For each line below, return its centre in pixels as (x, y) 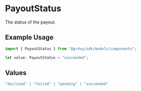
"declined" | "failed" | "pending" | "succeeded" (57, 84)
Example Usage (29, 37)
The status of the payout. (31, 22)
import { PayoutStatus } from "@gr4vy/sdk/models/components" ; (71, 49)
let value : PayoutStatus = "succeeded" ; (47, 57)
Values (16, 73)
